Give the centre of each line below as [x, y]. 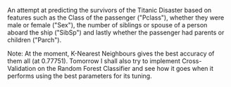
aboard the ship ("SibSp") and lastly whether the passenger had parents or [116, 32]
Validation [22, 68]
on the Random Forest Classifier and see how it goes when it [125, 68]
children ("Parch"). [35, 40]
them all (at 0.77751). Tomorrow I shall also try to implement [94, 61]
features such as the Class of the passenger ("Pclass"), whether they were [116, 18]
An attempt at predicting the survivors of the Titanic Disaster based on [110, 10]
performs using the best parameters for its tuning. [80, 76]
